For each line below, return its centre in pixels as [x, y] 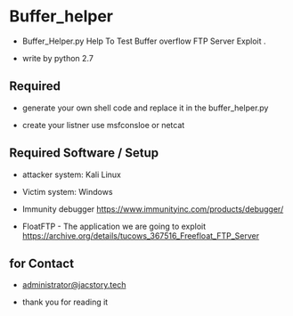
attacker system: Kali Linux [72, 174]
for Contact [41, 263]
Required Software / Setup [84, 153]
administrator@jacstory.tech [74, 285]
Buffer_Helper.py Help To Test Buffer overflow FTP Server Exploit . [144, 41]
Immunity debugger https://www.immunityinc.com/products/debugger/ [153, 209]
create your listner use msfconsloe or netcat [103, 125]
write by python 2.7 [57, 58]
